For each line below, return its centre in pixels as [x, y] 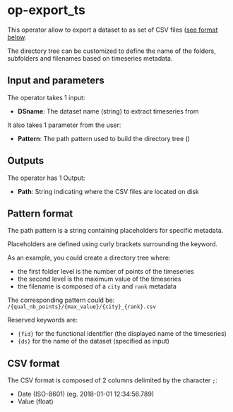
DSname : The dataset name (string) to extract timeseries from [108, 111]
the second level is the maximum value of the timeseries [99, 279]
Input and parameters [56, 81]
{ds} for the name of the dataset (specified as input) [93, 341]
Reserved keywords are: [43, 320]
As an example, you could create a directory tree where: [89, 258]
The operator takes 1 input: [46, 97]
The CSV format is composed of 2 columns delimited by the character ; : [112, 380]
